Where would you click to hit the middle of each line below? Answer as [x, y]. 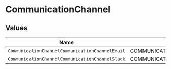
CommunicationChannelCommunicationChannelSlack [67, 59]
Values [17, 28]
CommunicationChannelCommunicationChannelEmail [67, 51]
